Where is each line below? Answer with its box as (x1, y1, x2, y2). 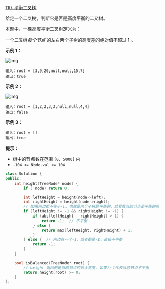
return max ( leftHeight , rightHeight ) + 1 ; (41, 228, 133, 233)
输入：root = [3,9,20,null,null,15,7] (5, 68, 85, 74)
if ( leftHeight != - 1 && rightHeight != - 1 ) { (23, 209, 124, 214)
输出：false (5, 110, 28, 115)
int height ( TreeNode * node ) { (14, 180, 79, 186)
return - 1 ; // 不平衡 (41, 218, 87, 223)
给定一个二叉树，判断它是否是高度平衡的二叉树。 (5, 15, 108, 21)
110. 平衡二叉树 (5, 5, 37, 10)
